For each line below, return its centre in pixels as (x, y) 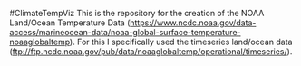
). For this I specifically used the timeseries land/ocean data (181, 42)
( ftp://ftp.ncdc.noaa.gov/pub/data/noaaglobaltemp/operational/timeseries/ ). (151, 52)
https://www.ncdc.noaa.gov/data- (193, 23)
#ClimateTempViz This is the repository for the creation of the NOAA (137, 13)
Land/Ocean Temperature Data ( (70, 23)
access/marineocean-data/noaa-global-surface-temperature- (126, 32)
